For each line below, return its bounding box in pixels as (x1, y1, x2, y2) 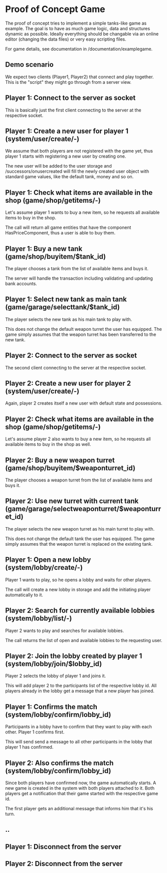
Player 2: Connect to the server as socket (5, 351, 137, 360)
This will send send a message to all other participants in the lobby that (5, 739, 152, 745)
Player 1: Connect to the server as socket (5, 94, 136, 102)
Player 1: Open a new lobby (5, 556, 91, 564)
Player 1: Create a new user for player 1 (5, 127, 129, 135)
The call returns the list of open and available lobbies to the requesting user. (5, 637, 162, 643)
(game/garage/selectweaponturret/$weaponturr (5, 505, 161, 513)
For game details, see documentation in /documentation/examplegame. (5, 46, 153, 52)
